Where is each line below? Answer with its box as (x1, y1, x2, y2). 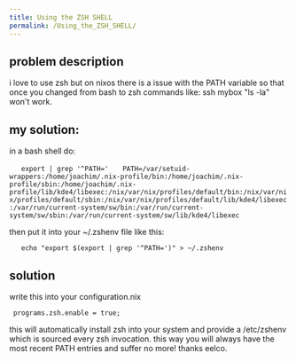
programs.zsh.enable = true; (12, 308, 121, 318)
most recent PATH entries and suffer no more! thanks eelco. (9, 342, 228, 353)
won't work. (9, 97, 53, 107)
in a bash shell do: (9, 145, 76, 156)
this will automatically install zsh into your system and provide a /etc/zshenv (9, 324, 287, 334)
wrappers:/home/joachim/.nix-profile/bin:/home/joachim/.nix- (9, 172, 244, 182)
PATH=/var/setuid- (122, 165, 191, 174)
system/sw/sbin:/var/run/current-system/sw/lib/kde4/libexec (9, 211, 240, 220)
